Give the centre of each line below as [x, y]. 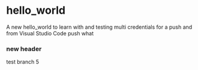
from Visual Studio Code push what [50, 33]
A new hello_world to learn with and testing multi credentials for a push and [99, 27]
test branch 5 [23, 62]
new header [24, 48]
